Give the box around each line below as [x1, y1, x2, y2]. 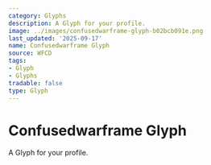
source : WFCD [8, 49, 52, 57]
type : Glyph [8, 86, 48, 95]
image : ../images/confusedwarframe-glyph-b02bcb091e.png [8, 27, 204, 35]
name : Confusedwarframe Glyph [8, 42, 110, 50]
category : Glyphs [8, 11, 67, 20]
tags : [8, 57, 27, 65]
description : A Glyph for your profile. [8, 19, 147, 27]
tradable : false [8, 79, 63, 87]
